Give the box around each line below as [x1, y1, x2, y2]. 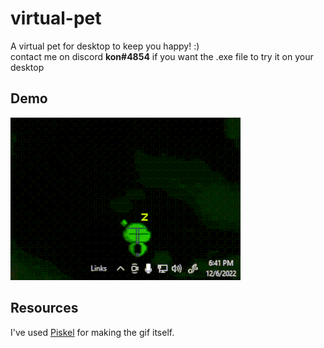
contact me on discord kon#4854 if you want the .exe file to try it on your [10, 50, 314, 62]
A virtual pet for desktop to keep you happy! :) [10, 40, 200, 52]
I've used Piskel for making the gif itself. [10, 326, 175, 338]
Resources [10, 300, 79, 317]
